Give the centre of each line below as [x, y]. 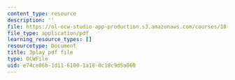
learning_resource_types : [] [50, 40]
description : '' [31, 20]
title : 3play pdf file [40, 53]
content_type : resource [42, 14]
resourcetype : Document [42, 46]
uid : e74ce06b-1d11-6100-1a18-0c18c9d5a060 [72, 65]
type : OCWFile [28, 59]
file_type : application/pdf [48, 33]
